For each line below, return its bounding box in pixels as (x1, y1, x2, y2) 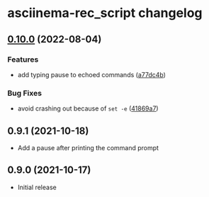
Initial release (17, 183, 57, 191)
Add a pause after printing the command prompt (17, 143, 159, 152)
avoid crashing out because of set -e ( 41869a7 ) (17, 104, 159, 113)
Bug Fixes (7, 88, 43, 98)
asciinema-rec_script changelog (7, 5, 203, 21)
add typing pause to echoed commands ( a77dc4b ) (17, 70, 166, 79)
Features (7, 55, 39, 64)
